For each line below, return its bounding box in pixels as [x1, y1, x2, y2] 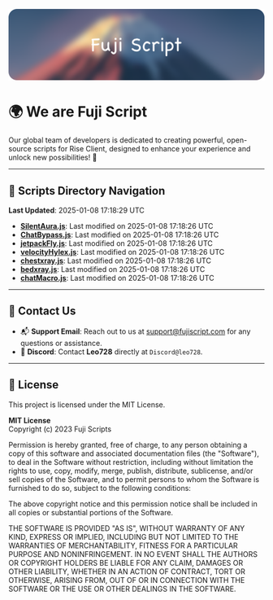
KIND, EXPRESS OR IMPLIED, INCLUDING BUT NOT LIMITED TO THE [8, 532, 239, 541]
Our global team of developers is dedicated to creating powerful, [8, 135, 225, 145]
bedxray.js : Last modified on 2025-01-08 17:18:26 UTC [19, 265, 206, 274]
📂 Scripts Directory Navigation [8, 184, 166, 198]
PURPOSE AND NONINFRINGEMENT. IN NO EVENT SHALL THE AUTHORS [8, 549, 258, 558]
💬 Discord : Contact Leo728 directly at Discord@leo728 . [19, 347, 203, 357]
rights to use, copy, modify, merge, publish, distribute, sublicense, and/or [8, 466, 253, 475]
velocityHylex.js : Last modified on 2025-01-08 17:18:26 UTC [19, 247, 225, 257]
